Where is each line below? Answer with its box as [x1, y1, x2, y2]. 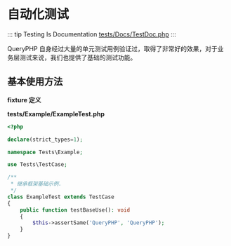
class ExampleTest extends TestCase [7, 193, 114, 200]
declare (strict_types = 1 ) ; [7, 136, 83, 143]
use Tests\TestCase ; [7, 161, 68, 168]
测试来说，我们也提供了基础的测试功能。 [19, 53, 137, 62]
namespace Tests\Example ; [7, 149, 83, 156]
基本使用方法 [7, 76, 63, 88]
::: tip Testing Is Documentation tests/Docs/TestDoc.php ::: [7, 29, 177, 39]
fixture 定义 [7, 95, 41, 104]
